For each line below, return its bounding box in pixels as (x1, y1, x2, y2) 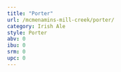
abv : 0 (7, 36, 26, 43)
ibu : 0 (7, 42, 26, 49)
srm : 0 (7, 49, 26, 56)
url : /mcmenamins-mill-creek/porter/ (7, 16, 115, 23)
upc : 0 (7, 55, 26, 62)
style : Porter (7, 29, 48, 36)
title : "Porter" (7, 10, 53, 17)
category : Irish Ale (7, 23, 66, 29)
